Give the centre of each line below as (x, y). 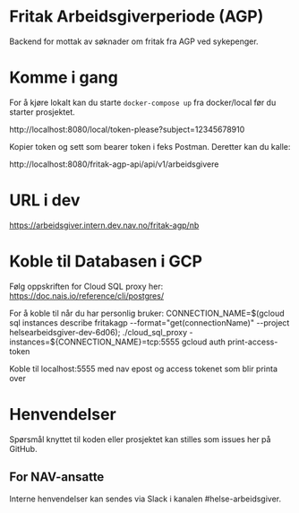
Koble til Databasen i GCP (106, 261)
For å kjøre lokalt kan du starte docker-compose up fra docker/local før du (143, 102)
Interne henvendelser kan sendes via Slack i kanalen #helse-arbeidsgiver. (145, 499)
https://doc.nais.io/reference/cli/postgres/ (86, 296)
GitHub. (23, 448)
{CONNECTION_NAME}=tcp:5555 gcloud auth (141, 342)
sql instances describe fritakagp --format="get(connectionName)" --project (149, 322)
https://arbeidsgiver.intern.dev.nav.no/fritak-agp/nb (104, 225)
